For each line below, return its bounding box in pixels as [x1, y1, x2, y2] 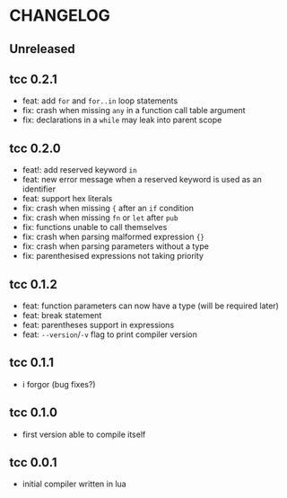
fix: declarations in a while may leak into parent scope [22, 114, 222, 126]
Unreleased [9, 41, 76, 57]
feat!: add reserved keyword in [22, 165, 137, 175]
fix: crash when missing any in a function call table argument [22, 105, 246, 116]
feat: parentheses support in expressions [22, 320, 175, 331]
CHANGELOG [9, 5, 110, 26]
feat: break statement [22, 310, 102, 321]
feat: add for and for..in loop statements [22, 95, 178, 106]
